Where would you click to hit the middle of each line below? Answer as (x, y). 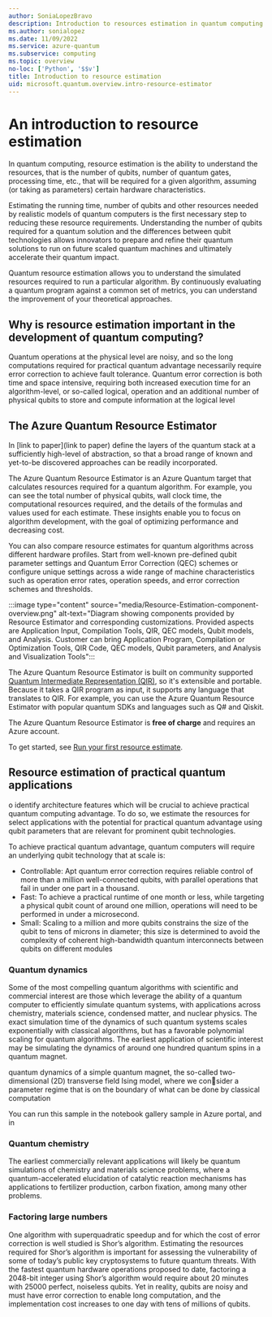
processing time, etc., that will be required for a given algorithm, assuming (133, 181)
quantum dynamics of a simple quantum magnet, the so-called (113, 1072)
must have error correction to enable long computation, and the (115, 1295)
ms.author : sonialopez (47, 31)
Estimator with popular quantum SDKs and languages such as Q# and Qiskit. (136, 707)
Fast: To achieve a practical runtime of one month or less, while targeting (142, 897)
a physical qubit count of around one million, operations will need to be (139, 905)
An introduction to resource (104, 124)
